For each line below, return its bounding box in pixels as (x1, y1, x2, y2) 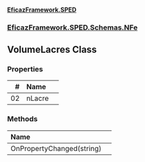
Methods (7, 114, 38, 124)
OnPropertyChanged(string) (10, 143, 102, 153)
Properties (7, 64, 43, 73)
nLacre (26, 93, 49, 103)
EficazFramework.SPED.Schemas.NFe (7, 23, 138, 32)
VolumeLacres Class (7, 43, 98, 55)
